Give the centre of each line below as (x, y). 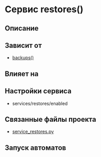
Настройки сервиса (38, 91)
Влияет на (22, 74)
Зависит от (23, 45)
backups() (23, 58)
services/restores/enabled (40, 103)
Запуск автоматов (35, 148)
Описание (22, 28)
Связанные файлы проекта (50, 119)
